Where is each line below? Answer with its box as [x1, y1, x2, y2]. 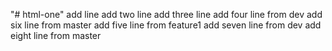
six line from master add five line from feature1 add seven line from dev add [10, 19, 322, 31]
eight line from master [10, 30, 102, 41]
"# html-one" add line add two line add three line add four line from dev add [10, 9, 323, 20]
